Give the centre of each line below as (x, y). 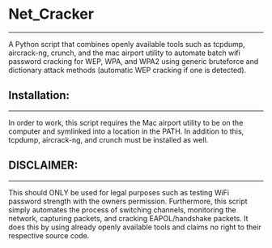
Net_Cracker (51, 14)
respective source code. (49, 235)
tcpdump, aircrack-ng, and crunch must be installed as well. (108, 139)
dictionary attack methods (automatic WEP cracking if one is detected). (127, 70)
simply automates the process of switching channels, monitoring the (122, 210)
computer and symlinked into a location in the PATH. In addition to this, (126, 131)
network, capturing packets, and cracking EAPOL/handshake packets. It (128, 218)
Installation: (39, 95)
